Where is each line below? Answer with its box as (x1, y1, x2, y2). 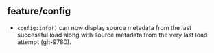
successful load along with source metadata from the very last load (16, 31, 208, 39)
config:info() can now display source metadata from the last (16, 23, 192, 31)
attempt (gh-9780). (16, 37, 72, 46)
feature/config (7, 5, 71, 17)
